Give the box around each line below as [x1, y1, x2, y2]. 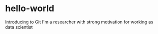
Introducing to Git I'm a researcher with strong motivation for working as [5, 19, 154, 25]
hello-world [5, 3, 55, 14]
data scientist [5, 24, 33, 30]
